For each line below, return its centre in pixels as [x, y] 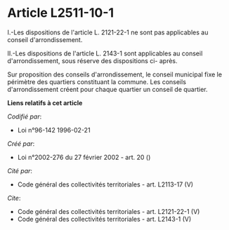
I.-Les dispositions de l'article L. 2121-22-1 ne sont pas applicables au [108, 32]
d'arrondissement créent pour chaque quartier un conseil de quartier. [108, 89]
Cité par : [20, 170]
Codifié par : [25, 116]
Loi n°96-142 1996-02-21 [54, 130]
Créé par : [21, 143]
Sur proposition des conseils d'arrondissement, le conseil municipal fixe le [115, 74]
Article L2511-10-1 [61, 13]
